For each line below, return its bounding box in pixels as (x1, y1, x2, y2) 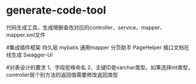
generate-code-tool (6, 4, 106, 17)
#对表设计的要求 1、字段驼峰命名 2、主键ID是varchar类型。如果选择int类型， (6, 63, 194, 71)
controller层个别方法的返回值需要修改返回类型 (6, 71, 118, 78)
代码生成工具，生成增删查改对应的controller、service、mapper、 (6, 24, 166, 31)
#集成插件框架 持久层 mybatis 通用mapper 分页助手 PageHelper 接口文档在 (6, 44, 189, 51)
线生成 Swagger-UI (6, 51, 53, 58)
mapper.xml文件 (6, 31, 46, 38)
